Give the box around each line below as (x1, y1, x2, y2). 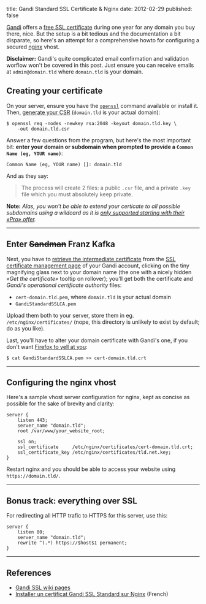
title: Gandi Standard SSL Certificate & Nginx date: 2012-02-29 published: (6, 6, 193, 12)
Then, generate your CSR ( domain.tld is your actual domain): (6, 109, 161, 116)
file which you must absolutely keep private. (21, 190, 133, 198)
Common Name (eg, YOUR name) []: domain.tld (6, 161, 122, 167)
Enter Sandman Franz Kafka (6, 239, 115, 250)
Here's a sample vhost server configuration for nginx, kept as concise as (6, 394, 190, 401)
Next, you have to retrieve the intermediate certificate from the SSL (6, 255, 176, 262)
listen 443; (17, 417, 48, 424)
